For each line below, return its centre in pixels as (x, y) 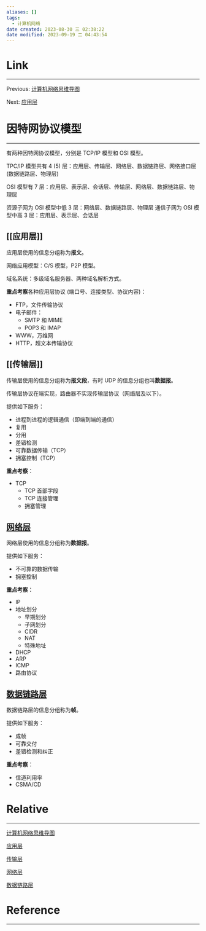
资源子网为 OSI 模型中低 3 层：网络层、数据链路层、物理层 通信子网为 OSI (100, 207)
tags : (13, 18)
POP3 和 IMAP (43, 328)
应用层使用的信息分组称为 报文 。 (47, 252)
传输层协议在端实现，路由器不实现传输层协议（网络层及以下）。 (86, 393)
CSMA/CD (28, 785)
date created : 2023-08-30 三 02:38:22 (55, 29)
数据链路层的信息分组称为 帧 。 (44, 710)
